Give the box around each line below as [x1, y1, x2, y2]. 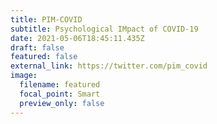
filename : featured [19, 80, 101, 90]
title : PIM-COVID [10, 14, 83, 25]
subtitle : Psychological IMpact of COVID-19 [10, 24, 199, 34]
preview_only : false [19, 98, 105, 108]
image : [10, 71, 38, 81]
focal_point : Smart [19, 89, 101, 99]
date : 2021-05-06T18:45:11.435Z [10, 33, 145, 43]
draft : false [10, 42, 65, 53]
